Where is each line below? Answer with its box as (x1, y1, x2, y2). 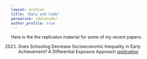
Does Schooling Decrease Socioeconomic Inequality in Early (18, 43, 141, 49)
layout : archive (11, 7, 44, 12)
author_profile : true (11, 20, 56, 26)
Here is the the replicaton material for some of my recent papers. (11, 34, 143, 40)
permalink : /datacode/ (11, 16, 58, 21)
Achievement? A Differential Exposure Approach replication (18, 49, 139, 55)
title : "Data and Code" (11, 12, 60, 17)
